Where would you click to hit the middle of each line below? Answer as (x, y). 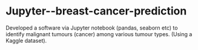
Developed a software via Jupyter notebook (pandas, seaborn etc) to (92, 28)
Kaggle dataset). (26, 40)
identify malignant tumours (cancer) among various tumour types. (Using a (99, 34)
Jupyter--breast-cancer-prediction (96, 11)
